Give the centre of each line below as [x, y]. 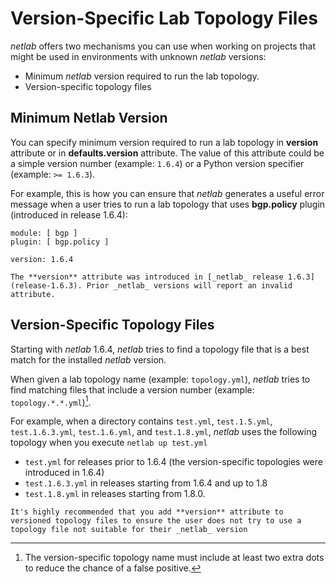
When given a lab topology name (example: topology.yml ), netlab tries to [160, 379]
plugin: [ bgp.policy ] [60, 242]
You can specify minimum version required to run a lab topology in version [164, 142]
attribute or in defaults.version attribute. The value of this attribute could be [167, 153]
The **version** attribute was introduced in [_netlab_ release [147, 277]
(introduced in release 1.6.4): [69, 214]
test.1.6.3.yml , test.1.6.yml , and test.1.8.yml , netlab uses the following [163, 432]
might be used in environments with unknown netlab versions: [138, 56]
